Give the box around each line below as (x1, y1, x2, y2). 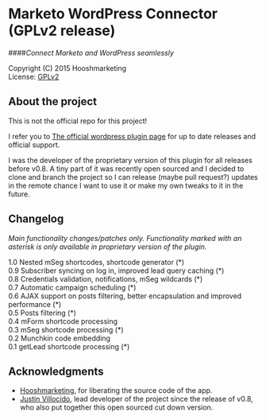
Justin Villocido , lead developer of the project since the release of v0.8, (19, 395, 254, 404)
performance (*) (8, 299, 62, 309)
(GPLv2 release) (8, 21, 116, 40)
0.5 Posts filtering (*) (8, 308, 77, 317)
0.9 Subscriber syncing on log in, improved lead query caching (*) (8, 266, 225, 275)
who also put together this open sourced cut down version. (19, 402, 214, 412)
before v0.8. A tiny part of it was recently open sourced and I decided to (8, 164, 245, 173)
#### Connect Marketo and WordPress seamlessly (8, 48, 175, 57)
